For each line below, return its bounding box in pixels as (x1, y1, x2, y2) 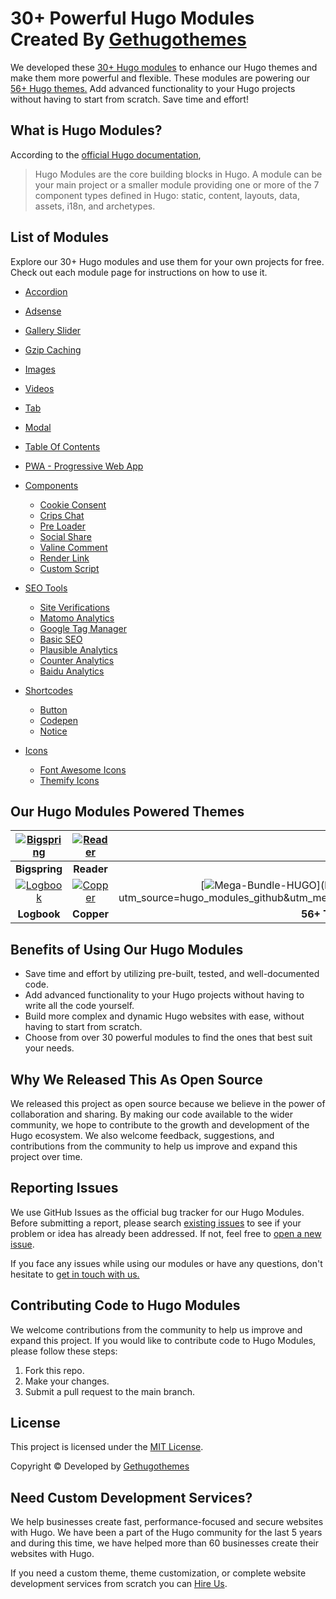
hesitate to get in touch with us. (10, 1268, 140, 1280)
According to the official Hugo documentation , (10, 148, 202, 161)
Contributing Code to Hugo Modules (10, 1297, 241, 1314)
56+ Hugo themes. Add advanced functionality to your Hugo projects (10, 82, 296, 94)
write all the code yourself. (24, 1000, 135, 1012)
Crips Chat (39, 509, 85, 521)
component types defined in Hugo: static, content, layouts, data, (34, 189, 300, 201)
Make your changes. (24, 1375, 110, 1387)
